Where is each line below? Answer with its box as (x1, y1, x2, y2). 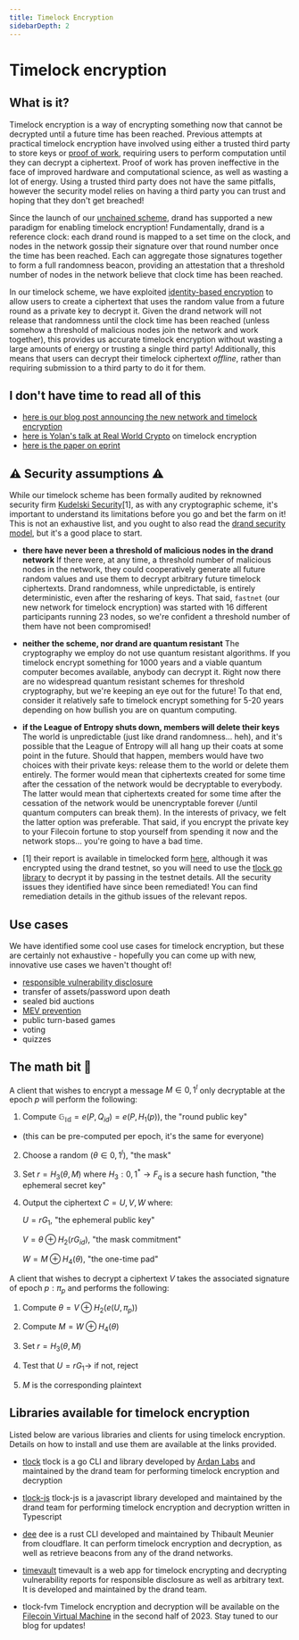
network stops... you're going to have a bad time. (21, 836, 203, 846)
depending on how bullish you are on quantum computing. (21, 704, 237, 715)
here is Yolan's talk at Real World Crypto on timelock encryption (21, 430, 257, 442)
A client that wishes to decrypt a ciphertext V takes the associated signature (9, 1273, 290, 1284)
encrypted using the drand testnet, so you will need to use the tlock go (21, 862, 283, 873)
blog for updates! (21, 1619, 87, 1630)
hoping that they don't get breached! (9, 195, 145, 205)
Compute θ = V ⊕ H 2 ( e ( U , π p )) (21, 1302, 138, 1315)
